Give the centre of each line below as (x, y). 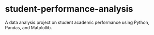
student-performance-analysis (69, 9)
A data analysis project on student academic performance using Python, (77, 22)
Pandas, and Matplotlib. (29, 27)
